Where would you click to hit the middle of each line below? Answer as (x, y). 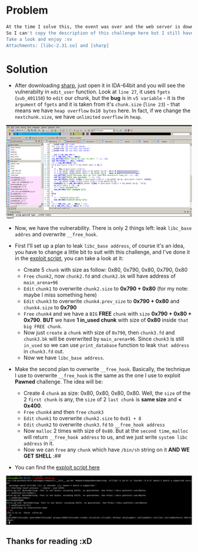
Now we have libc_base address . (64, 358)
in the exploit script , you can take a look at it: (69, 258)
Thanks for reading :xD (49, 541)
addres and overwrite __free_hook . (56, 234)
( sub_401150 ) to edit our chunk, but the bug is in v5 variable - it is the (100, 98)
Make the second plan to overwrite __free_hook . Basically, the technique (102, 369)
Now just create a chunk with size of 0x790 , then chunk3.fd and (99, 332)
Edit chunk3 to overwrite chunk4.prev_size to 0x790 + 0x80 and (101, 301)
